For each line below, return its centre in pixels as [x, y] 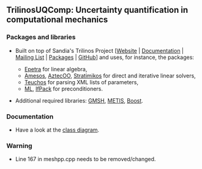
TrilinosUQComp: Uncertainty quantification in [97, 10]
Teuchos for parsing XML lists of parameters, [81, 82]
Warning [19, 146]
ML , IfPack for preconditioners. [63, 88]
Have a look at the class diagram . [57, 130]
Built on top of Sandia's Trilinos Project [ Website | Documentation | [99, 50]
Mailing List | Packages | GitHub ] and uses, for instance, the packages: [105, 57]
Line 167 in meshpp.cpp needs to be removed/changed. [85, 159]
